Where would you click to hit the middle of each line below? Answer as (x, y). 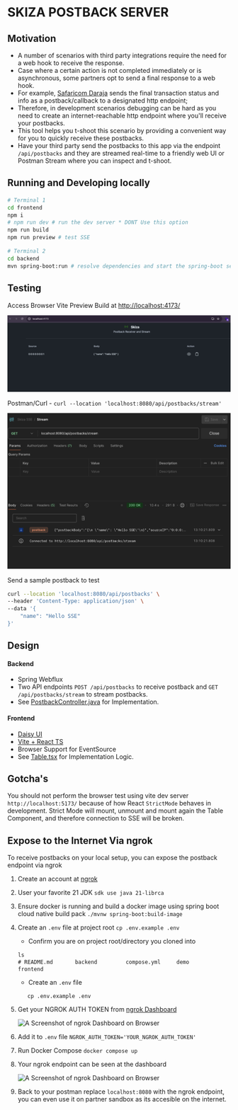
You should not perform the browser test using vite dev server (98, 796)
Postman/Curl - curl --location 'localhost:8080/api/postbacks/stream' (114, 403)
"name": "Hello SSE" (50, 617)
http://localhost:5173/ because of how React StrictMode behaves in (109, 803)
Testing (24, 288)
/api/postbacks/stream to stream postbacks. (83, 694)
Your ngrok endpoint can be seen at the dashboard (92, 1064)
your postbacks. (41, 123)
